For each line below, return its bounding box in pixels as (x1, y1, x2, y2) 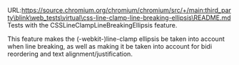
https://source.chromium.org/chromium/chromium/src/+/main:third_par (21, 6, 232, 14)
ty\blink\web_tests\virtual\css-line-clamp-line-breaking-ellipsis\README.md (7, 13, 231, 22)
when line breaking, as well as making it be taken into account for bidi (7, 42, 213, 50)
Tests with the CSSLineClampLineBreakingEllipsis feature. (7, 21, 178, 29)
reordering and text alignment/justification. (7, 49, 133, 58)
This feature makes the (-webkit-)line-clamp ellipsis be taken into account (7, 35, 225, 43)
